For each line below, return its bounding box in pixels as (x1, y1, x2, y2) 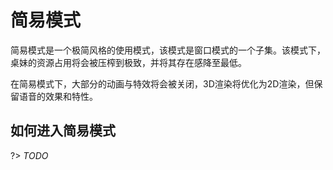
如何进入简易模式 (10, 122, 116, 140)
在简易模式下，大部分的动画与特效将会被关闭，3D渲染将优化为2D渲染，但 (10, 77, 315, 90)
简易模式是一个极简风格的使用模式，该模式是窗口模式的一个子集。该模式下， (10, 44, 326, 56)
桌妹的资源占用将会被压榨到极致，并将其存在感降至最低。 (10, 56, 247, 68)
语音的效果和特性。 (18, 90, 98, 102)
